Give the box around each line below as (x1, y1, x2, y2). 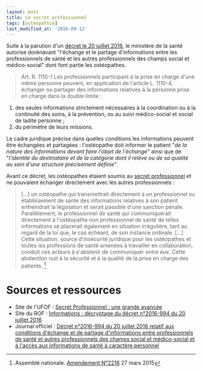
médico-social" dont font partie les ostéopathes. (6, 62, 126, 69)
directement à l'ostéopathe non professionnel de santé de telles (20, 216, 179, 223)
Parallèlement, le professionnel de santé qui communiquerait (20, 210, 171, 217)
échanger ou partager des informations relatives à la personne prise (20, 86, 190, 94)
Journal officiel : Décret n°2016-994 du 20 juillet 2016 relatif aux (14, 322, 174, 330)
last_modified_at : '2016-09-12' (6, 25, 87, 32)
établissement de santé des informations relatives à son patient (20, 197, 179, 204)
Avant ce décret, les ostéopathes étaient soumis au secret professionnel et (6, 173, 192, 180)
